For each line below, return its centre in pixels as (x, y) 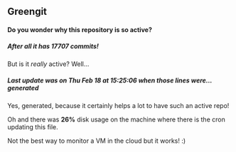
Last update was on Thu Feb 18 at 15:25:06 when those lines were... (110, 80)
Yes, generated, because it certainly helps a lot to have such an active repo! (118, 105)
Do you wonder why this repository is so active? (80, 29)
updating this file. (33, 126)
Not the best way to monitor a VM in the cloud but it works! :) (97, 141)
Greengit (27, 12)
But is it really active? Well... (48, 64)
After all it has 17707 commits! (53, 46)
